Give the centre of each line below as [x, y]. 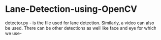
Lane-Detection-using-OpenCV [71, 9]
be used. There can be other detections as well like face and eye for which [81, 28]
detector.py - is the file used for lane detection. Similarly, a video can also [80, 23]
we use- [14, 33]
